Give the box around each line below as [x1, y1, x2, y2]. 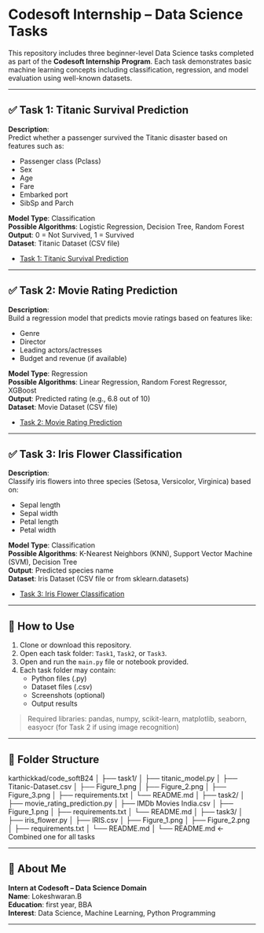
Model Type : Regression [8, 368, 88, 378]
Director [19, 337, 46, 346]
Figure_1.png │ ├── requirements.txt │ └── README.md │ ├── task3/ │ [8, 807, 244, 816]
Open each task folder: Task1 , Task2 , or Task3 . [19, 649, 167, 658]
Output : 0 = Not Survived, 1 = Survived [8, 230, 135, 239]
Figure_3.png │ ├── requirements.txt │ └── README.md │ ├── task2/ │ [8, 791, 245, 799]
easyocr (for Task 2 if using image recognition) [27, 722, 179, 732]
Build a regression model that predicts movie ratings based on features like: [8, 313, 253, 323]
